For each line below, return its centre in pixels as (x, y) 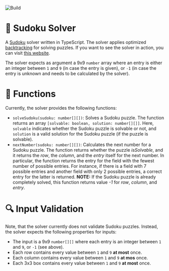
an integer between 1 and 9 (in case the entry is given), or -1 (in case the (81, 68)
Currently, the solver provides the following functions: (61, 108)
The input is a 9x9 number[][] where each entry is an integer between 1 (87, 241)
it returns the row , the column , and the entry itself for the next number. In (88, 155)
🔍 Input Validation (44, 209)
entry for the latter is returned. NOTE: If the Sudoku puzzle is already (84, 176)
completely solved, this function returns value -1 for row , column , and (85, 182)
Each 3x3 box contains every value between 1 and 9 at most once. (82, 263)
